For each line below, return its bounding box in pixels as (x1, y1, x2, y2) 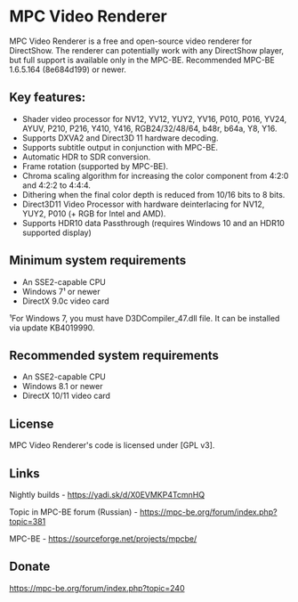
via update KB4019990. (9, 322, 95, 333)
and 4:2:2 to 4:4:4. (21, 180, 92, 191)
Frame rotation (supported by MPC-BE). (21, 160, 169, 171)
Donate (9, 559, 51, 574)
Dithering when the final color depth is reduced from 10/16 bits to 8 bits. (21, 189, 286, 199)
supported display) (21, 227, 92, 238)
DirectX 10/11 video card (21, 390, 111, 402)
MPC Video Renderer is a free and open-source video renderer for (9, 36, 253, 46)
